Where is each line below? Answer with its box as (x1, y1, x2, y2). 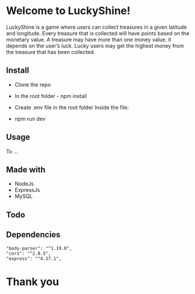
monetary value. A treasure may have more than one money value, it (6, 36, 172, 43)
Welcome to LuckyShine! (6, 4, 131, 18)
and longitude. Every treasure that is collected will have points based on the (6, 29, 190, 36)
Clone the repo (14, 81, 51, 88)
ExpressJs (14, 187, 40, 194)
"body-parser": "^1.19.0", (6, 245, 72, 251)
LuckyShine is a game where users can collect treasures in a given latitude (6, 23, 187, 31)
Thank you (6, 275, 59, 288)
